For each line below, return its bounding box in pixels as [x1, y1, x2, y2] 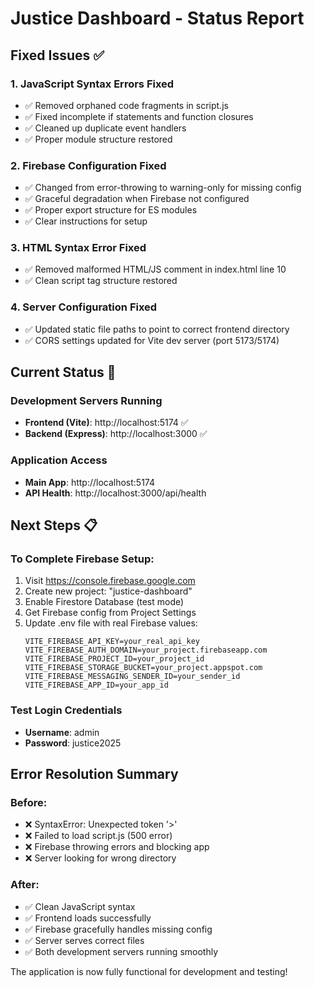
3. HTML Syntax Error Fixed [10, 241, 147, 255]
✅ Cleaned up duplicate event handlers [24, 122, 187, 134]
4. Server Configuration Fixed [10, 300, 158, 314]
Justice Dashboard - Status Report [10, 7, 305, 30]
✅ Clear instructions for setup [24, 215, 148, 227]
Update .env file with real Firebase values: [24, 617, 198, 629]
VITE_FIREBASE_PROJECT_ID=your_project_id [24, 654, 205, 664]
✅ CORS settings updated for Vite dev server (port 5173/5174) [24, 334, 280, 346]
